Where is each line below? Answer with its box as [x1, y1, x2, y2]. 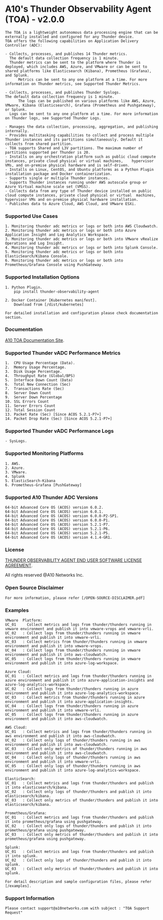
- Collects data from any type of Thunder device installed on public [5, 189, 152, 193]
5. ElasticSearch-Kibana [5, 478, 56, 483]
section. [5, 315, 23, 320]
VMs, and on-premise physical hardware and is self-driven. [5, 163, 130, 167]
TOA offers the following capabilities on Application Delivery [5, 38, 139, 44]
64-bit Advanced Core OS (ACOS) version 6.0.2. [5, 505, 104, 510]
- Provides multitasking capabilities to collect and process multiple [5, 133, 154, 138]
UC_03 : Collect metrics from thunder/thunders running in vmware [5, 639, 147, 644]
